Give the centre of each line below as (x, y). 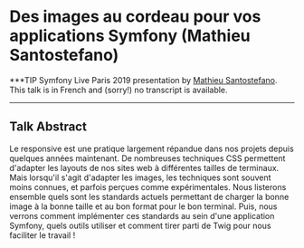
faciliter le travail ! (43, 235)
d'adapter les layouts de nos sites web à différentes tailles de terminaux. (144, 167)
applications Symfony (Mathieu (130, 36)
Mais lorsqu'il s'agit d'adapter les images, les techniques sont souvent (140, 177)
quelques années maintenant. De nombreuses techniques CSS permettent (147, 158)
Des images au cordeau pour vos (135, 17)
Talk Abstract (48, 127)
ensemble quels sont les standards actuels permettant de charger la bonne (149, 196)
